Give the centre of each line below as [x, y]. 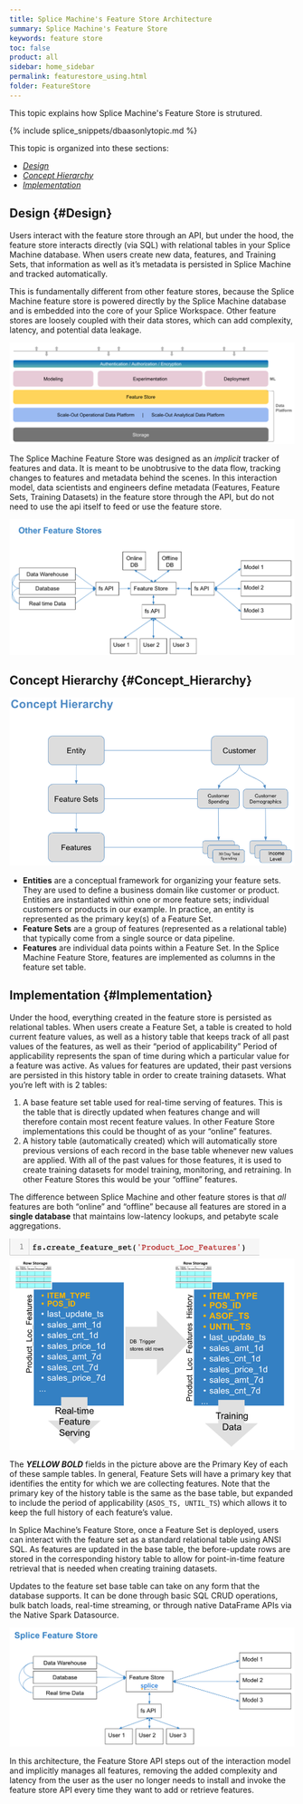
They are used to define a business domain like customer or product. [151, 890]
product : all [34, 58]
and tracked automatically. [59, 274]
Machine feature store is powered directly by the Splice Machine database [148, 301]
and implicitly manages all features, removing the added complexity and [143, 1770]
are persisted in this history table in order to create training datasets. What [148, 1075]
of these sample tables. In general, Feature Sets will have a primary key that [151, 1474]
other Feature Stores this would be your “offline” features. [130, 1179]
